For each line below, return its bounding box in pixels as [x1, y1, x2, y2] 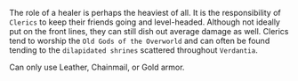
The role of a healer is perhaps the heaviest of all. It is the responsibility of [9, 8, 282, 18]
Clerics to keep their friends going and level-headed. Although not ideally [9, 17, 280, 27]
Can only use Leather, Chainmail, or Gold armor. [9, 62, 185, 72]
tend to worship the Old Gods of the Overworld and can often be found [9, 35, 270, 46]
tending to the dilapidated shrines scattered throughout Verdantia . [9, 45, 258, 55]
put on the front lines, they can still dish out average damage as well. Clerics [9, 26, 289, 36]
